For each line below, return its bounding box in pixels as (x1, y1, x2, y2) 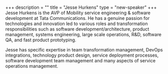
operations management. (5, 63, 58, 69)
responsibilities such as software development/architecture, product (5, 26, 150, 32)
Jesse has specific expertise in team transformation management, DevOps (5, 47, 163, 53)
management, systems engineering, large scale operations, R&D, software (5, 32, 162, 37)
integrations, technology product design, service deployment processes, (5, 52, 159, 58)
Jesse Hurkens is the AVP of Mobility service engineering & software (5, 10, 151, 16)
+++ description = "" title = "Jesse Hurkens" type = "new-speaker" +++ (5, 5, 157, 10)
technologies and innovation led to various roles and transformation (5, 20, 148, 27)
